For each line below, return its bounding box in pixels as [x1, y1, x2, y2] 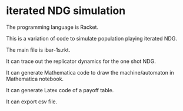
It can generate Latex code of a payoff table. [6, 86, 114, 93]
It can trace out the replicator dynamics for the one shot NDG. [6, 58, 156, 65]
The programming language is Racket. [6, 23, 99, 31]
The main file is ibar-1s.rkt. [6, 46, 71, 53]
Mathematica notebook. [6, 75, 64, 82]
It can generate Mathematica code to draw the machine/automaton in [6, 69, 175, 76]
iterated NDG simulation [6, 4, 126, 18]
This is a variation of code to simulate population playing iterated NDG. [6, 35, 178, 42]
